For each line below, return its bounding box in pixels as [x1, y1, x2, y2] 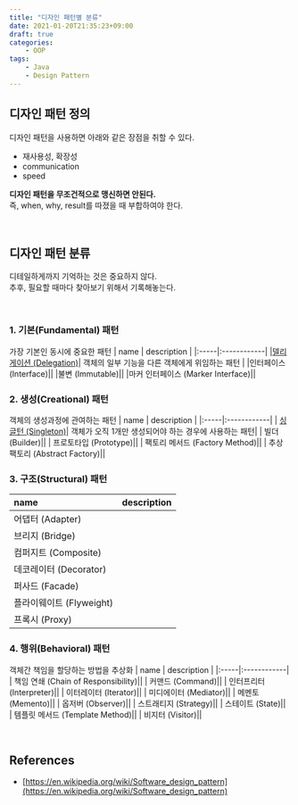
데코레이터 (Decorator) [13, 563, 107, 576]
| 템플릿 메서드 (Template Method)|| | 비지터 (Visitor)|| [9, 709, 203, 719]
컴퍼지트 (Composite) [13, 546, 103, 559]
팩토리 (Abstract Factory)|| [9, 448, 105, 459]
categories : [9, 37, 54, 47]
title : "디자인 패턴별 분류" [9, 12, 103, 22]
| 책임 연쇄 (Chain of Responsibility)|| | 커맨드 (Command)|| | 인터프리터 [9, 676, 266, 686]
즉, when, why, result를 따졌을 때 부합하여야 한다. [9, 200, 184, 211]
